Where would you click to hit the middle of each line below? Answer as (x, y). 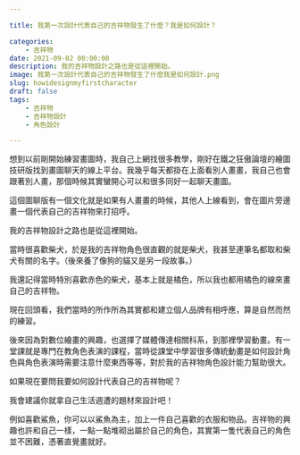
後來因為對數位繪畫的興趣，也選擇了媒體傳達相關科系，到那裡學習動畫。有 (146, 340)
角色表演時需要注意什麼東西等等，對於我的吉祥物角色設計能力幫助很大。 (158, 362)
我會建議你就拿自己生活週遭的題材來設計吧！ (92, 400)
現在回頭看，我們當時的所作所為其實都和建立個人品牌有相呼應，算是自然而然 (150, 310)
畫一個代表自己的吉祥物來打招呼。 (72, 212)
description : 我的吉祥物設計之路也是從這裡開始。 (92, 67)
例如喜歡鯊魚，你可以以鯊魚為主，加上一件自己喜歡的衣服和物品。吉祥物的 (146, 419)
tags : (19, 99)
